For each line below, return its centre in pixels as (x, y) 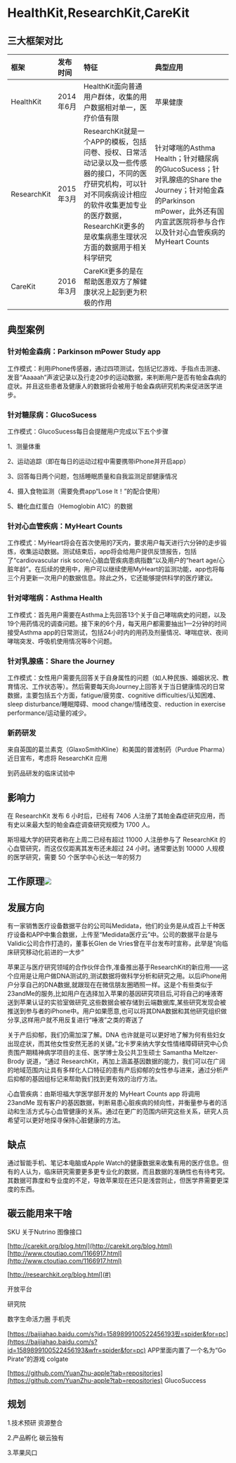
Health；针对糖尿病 (186, 158)
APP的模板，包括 (119, 142)
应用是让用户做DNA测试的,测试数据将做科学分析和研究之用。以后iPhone (117, 976)
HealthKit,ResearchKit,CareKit (98, 13)
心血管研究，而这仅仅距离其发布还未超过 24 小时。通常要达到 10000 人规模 (116, 848)
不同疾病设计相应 (119, 195)
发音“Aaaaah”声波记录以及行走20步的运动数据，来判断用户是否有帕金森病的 (117, 377)
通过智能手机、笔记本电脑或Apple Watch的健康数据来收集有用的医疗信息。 (115, 1163)
